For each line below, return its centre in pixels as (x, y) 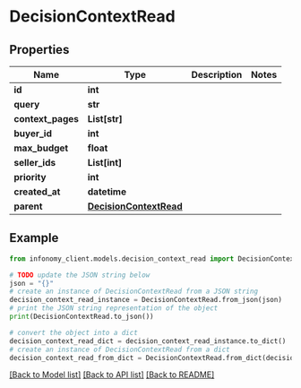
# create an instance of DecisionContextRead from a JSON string (133, 292)
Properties (39, 50)
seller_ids (35, 163)
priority (30, 177)
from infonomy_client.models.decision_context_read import (122, 259)
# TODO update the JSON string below (80, 275)
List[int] (105, 163)
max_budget (41, 148)
